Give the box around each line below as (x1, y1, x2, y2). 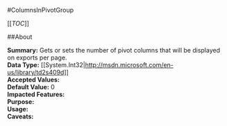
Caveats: (7, 112, 34, 120)
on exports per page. (7, 53, 67, 62)
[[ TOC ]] (7, 19, 29, 27)
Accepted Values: (7, 75, 60, 84)
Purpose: (7, 98, 35, 106)
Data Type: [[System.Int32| (7, 61, 85, 69)
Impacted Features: (7, 90, 65, 98)
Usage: (7, 105, 29, 113)
